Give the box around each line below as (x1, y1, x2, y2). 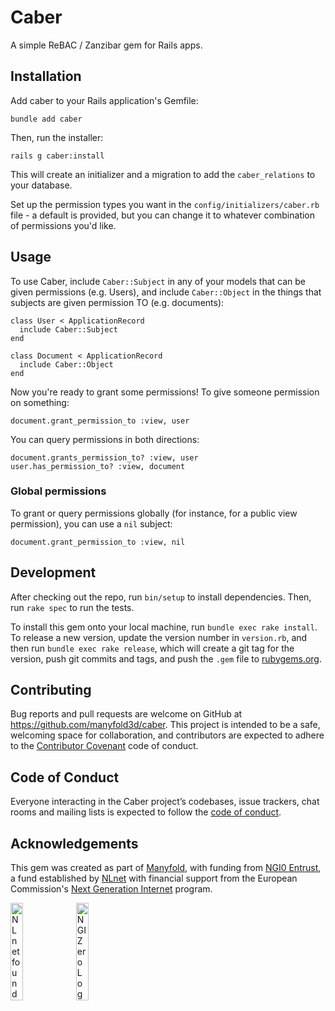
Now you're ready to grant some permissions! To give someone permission (10, 386, 320, 398)
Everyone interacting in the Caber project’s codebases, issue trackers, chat (10, 796, 320, 808)
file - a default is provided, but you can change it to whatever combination (10, 209, 316, 221)
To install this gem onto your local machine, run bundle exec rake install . (10, 621, 318, 633)
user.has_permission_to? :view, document (10, 461, 186, 471)
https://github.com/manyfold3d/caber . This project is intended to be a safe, (10, 719, 321, 731)
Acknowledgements (10, 835, 139, 852)
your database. (10, 179, 73, 191)
